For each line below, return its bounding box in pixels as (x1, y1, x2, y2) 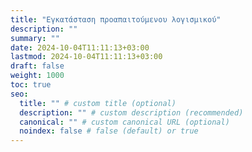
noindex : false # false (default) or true (19, 126, 199, 136)
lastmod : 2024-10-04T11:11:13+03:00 (10, 52, 163, 62)
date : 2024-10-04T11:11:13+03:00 (10, 42, 150, 53)
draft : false (10, 61, 65, 71)
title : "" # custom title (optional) (19, 98, 177, 108)
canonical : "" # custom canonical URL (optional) (19, 117, 230, 127)
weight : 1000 (10, 71, 65, 81)
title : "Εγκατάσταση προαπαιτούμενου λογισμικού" (10, 14, 222, 25)
